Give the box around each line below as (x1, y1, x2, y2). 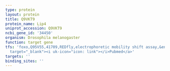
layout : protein (5, 12, 39, 17)
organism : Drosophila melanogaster (5, 35, 80, 40)
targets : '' (5, 53, 30, 59)
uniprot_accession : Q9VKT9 (5, 26, 62, 31)
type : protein (5, 7, 35, 12)
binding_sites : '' (5, 58, 44, 63)
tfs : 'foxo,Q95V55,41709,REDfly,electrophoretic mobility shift (5, 44, 144, 49)
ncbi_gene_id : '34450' (5, 30, 53, 35)
